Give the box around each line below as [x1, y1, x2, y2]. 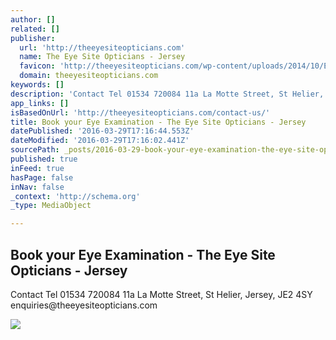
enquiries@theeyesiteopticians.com [10, 299, 158, 311]
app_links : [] [10, 98, 70, 108]
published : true [10, 154, 78, 164]
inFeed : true [10, 163, 65, 173]
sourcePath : [10, 145, 60, 155]
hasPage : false [10, 172, 74, 183]
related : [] [10, 24, 60, 34]
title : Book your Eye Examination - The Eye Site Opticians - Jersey [10, 117, 307, 127]
